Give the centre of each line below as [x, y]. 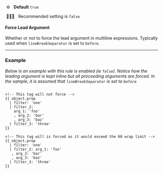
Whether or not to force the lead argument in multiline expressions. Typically [81, 38]
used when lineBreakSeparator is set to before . [52, 43]
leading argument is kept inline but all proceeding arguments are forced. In [80, 76]
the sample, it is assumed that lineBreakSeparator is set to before [71, 81]
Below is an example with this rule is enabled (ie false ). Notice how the [76, 71]
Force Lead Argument [27, 27]
